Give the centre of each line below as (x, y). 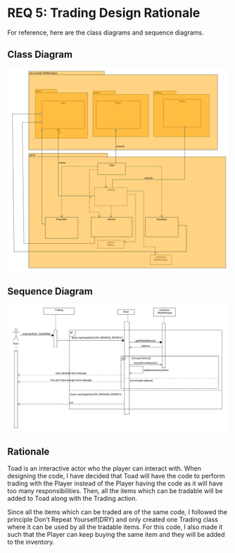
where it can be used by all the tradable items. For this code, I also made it (115, 527)
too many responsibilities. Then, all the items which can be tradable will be (115, 490)
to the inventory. (31, 542)
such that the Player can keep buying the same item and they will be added (116, 534)
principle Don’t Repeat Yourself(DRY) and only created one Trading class (113, 519)
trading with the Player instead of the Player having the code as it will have (115, 483)
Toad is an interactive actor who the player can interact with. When (104, 468)
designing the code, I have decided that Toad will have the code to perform (116, 476)
